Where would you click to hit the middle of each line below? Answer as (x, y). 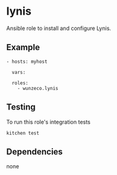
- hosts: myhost (27, 61)
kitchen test (23, 133)
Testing (21, 107)
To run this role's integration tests (48, 122)
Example (23, 47)
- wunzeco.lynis (38, 88)
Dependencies (34, 151)
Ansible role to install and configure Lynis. (59, 28)
